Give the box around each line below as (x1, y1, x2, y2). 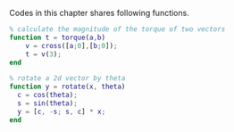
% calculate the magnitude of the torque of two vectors (9, 25, 226, 34)
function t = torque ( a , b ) (9, 33, 105, 42)
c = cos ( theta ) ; (17, 91, 78, 100)
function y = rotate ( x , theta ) (9, 82, 126, 92)
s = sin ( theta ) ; (17, 99, 78, 108)
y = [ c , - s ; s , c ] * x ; (17, 107, 106, 116)
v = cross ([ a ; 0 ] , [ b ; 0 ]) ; (25, 41, 118, 50)
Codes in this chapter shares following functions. (9, 8, 189, 18)
